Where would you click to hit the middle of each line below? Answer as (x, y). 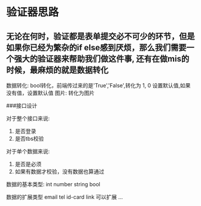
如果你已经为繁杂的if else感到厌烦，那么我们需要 (96, 48)
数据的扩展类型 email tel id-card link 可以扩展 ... (65, 197)
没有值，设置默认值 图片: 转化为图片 (50, 93)
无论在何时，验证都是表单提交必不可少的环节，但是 (100, 36)
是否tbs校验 (29, 139)
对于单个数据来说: (28, 151)
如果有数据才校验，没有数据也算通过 (60, 172)
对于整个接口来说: (28, 118)
